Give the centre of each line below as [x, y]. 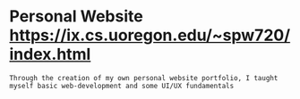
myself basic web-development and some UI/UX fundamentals [122, 86]
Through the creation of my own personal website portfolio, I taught [144, 78]
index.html [50, 54]
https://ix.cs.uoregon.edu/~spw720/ [150, 35]
